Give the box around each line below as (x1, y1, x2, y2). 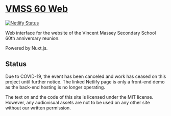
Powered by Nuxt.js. (5, 45, 48, 51)
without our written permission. (5, 105, 71, 111)
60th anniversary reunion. (5, 35, 60, 41)
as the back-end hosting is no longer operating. (5, 84, 106, 90)
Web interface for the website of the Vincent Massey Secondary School (5, 30, 156, 36)
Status (5, 60, 27, 69)
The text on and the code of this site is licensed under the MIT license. (5, 94, 154, 100)
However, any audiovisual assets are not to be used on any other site (5, 99, 150, 105)
